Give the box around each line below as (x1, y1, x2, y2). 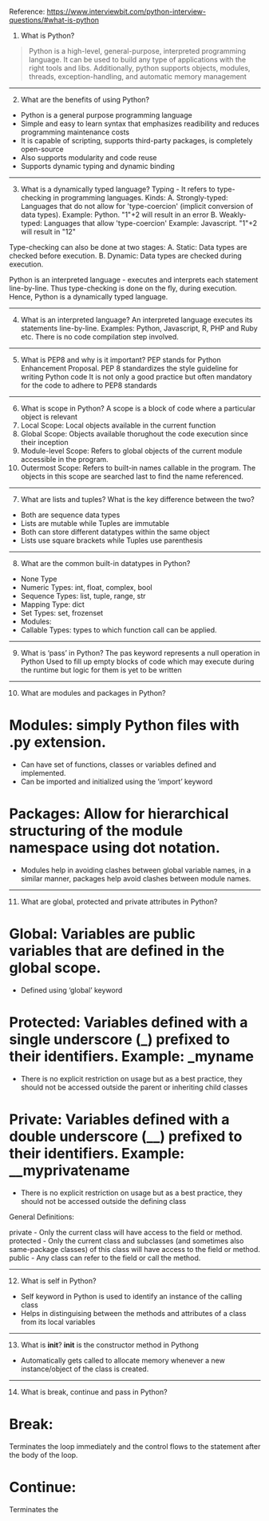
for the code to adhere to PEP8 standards (20, 380, 158, 390)
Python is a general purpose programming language (20, 110, 192, 119)
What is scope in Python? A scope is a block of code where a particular (20, 403, 256, 413)
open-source (20, 144, 64, 154)
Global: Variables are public (9, 925, 196, 943)
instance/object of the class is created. (20, 1364, 149, 1374)
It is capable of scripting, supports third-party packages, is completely (20, 136, 253, 145)
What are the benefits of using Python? (20, 95, 150, 104)
